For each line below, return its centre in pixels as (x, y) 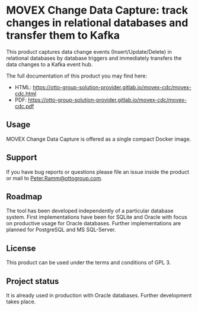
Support (22, 158)
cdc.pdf (24, 106)
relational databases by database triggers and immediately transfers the (94, 58)
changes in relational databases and (97, 23)
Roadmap (24, 197)
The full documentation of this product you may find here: (77, 76)
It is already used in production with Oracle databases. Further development (99, 295)
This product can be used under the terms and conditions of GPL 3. (89, 263)
